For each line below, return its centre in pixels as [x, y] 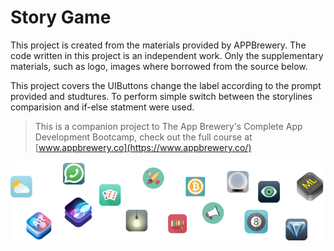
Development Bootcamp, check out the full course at [143, 137]
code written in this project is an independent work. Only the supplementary [167, 55]
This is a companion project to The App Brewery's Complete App [168, 126]
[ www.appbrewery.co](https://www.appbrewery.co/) [143, 147]
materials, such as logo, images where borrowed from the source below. [159, 66]
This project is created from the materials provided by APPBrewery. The [158, 45]
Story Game [61, 17]
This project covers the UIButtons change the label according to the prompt [166, 85]
